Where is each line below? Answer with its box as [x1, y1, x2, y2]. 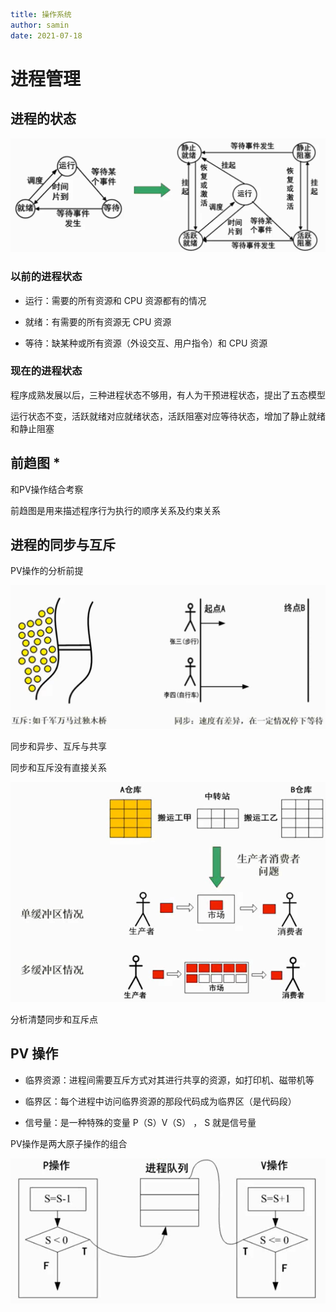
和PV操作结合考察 [10, 483, 84, 495]
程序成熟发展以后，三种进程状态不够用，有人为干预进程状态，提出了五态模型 [10, 389, 326, 401]
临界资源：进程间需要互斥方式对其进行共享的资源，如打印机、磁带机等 [24, 1074, 315, 1086]
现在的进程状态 [10, 364, 83, 378]
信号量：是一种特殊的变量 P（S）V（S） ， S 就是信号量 [24, 1116, 257, 1128]
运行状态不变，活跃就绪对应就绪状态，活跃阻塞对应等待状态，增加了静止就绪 [10, 410, 326, 422]
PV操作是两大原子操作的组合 [10, 1137, 128, 1149]
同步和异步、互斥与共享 [10, 740, 107, 752]
